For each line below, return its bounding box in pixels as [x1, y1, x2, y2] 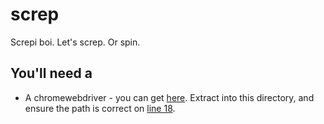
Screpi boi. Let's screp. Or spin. [10, 36, 141, 48]
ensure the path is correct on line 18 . [24, 102, 176, 114]
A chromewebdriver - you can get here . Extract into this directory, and [24, 91, 315, 103]
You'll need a [10, 65, 93, 82]
